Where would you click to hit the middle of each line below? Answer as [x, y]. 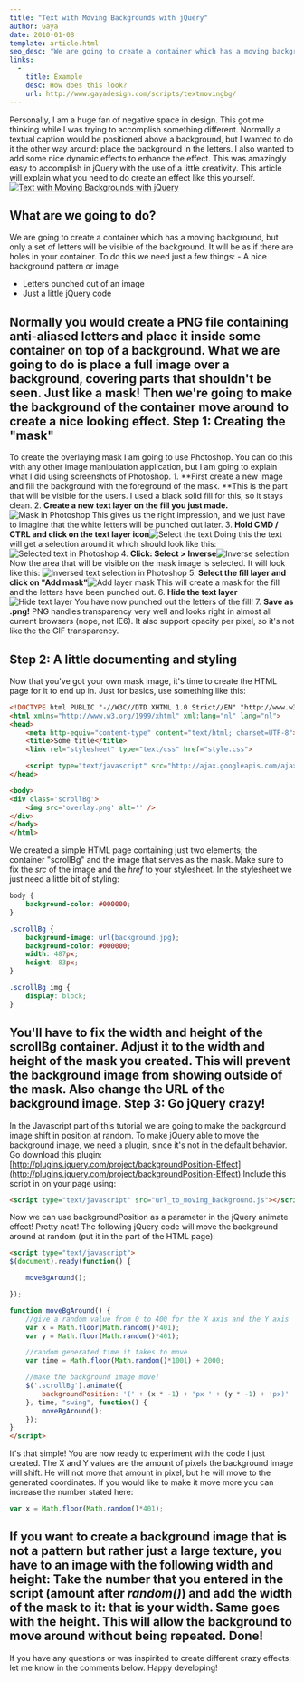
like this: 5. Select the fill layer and [148, 573]
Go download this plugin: [56, 1154]
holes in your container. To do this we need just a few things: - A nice [138, 257]
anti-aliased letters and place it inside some [135, 336]
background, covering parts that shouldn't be [140, 379]
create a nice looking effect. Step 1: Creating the [147, 421]
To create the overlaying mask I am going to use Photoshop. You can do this [151, 457]
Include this [265, 1173]
